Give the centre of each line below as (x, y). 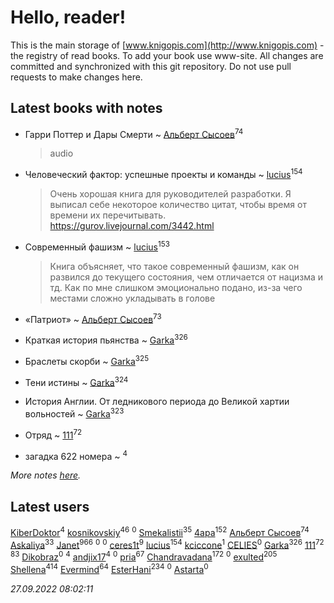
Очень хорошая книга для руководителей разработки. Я (170, 194)
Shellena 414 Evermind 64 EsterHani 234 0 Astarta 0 (109, 568)
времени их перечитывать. (108, 215)
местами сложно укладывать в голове (132, 298)
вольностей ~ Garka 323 (74, 413)
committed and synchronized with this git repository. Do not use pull (151, 66)
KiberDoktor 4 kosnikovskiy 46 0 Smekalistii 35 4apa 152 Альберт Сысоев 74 (160, 531)
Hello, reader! (68, 17)
